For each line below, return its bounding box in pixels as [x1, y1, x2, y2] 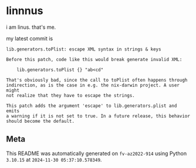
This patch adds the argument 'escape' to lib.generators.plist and [6, 103, 177, 109]
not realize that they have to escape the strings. [6, 92, 135, 98]
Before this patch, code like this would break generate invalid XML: [6, 56, 183, 62]
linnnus [6, 4, 43, 18]
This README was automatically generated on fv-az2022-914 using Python [6, 150, 187, 157]
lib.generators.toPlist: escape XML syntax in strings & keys [6, 46, 161, 52]
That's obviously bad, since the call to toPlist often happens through [6, 77, 188, 83]
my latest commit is [6, 35, 53, 42]
